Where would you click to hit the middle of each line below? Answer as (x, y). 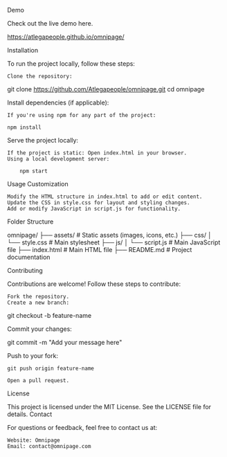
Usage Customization (38, 184)
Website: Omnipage (34, 440)
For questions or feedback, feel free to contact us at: (82, 428)
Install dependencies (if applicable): (58, 102)
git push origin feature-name (51, 368)
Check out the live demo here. (50, 23)
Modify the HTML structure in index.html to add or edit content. (105, 197)
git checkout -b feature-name (49, 315)
